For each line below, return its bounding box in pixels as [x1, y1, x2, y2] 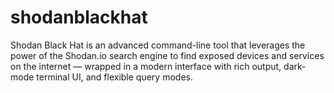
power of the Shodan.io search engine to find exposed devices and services [10, 49, 325, 61]
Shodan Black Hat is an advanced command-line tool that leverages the [10, 39, 306, 51]
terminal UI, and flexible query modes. [36, 71, 193, 83]
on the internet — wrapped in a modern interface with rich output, [10, 60, 282, 72]
